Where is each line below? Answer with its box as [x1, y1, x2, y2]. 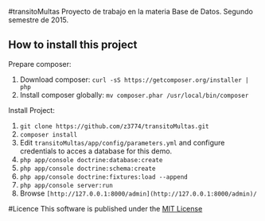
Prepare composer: [8, 59, 72, 68]
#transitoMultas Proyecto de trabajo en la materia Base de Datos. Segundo [8, 7, 253, 16]
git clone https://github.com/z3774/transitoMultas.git [19, 122, 209, 130]
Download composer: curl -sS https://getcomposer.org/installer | [19, 75, 249, 84]
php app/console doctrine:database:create [19, 156, 163, 164]
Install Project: [8, 105, 56, 114]
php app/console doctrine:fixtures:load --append [19, 173, 189, 181]
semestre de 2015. [8, 15, 69, 25]
